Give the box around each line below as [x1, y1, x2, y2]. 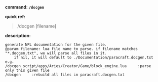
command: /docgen [5, 4, 44, 10]
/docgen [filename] [17, 23, 57, 29]
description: [5, 33, 31, 38]
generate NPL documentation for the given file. [5, 42, 107, 47]
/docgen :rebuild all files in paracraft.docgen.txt [5, 72, 125, 77]
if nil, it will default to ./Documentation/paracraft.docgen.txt [14, 55, 154, 60]
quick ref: [5, 14, 26, 19]
